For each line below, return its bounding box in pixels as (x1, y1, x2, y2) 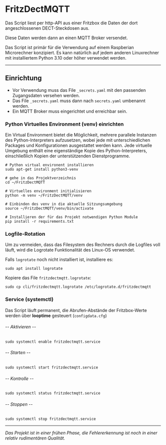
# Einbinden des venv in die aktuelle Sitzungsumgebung (5, 202, 123, 207)
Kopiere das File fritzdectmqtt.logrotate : (5, 275, 91, 281)
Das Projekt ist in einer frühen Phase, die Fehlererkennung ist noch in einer (5, 430, 158, 436)
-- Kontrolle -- (5, 376, 34, 381)
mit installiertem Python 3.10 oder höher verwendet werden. (5, 55, 127, 61)
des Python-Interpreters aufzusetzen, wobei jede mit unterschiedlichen (5, 137, 151, 143)
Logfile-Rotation (5, 230, 45, 237)
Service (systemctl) (5, 296, 54, 303)
